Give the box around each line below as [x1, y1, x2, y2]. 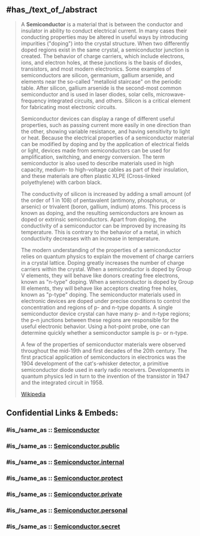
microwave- [156, 90, 186, 98]
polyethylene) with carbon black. [20, 178, 102, 186]
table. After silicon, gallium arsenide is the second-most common [20, 84, 181, 92]
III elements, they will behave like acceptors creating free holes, [20, 284, 178, 292]
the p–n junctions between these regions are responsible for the [20, 316, 179, 323]
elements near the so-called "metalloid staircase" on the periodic [20, 78, 182, 85]
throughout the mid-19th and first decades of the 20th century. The [20, 347, 187, 354]
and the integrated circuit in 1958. [20, 378, 104, 386]
